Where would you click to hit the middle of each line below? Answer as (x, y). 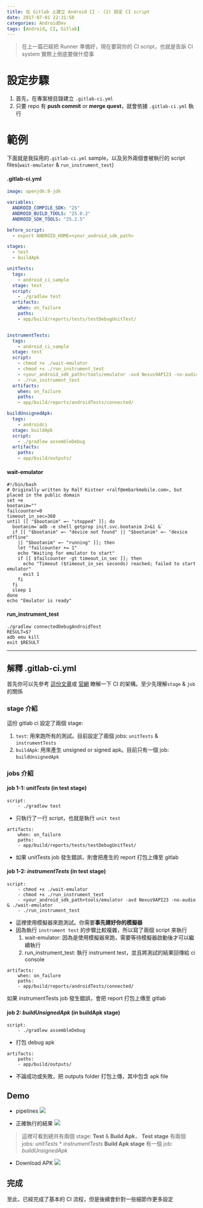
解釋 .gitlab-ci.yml (42, 668)
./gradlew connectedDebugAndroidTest (54, 627)
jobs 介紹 (20, 773)
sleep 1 (22, 590)
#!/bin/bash (22, 485)
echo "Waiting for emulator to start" (66, 553)
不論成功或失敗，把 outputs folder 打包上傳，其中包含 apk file (92, 1077)
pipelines (27, 1111)
